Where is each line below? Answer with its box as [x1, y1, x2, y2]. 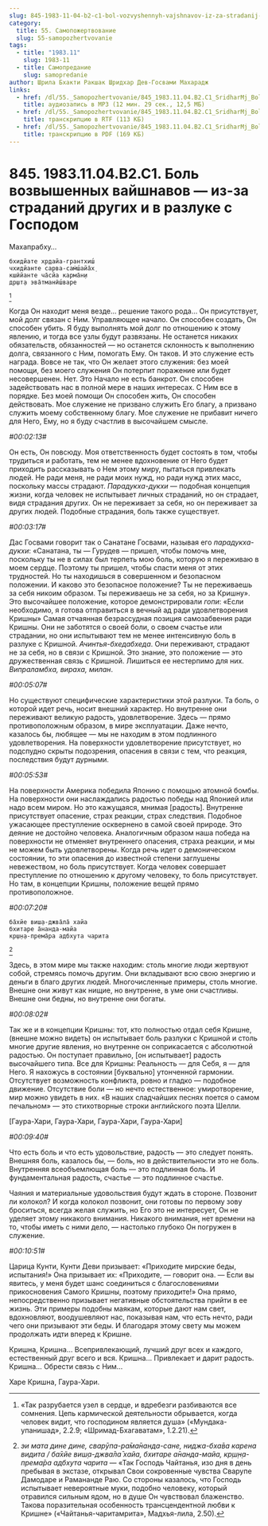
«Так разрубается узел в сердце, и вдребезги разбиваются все [20, 1400, 237, 1410]
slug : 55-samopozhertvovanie [16, 33, 113, 42]
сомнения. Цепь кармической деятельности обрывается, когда [20, 1408, 238, 1418]
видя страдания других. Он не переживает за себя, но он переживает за [9, 498, 258, 507]
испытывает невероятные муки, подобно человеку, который [20, 1483, 227, 1493]
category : [9, 19, 42, 27]
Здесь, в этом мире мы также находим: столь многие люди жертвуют [9, 960, 249, 969]
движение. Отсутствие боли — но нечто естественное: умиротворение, [9, 1084, 254, 1093]
